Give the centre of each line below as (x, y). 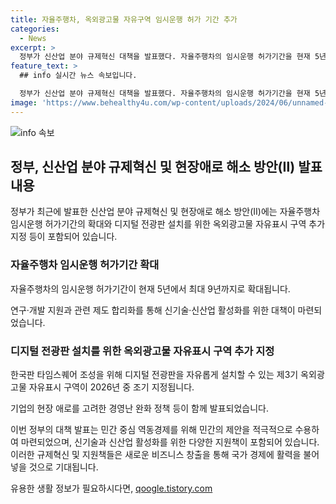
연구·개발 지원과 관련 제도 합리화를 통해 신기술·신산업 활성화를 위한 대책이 (153, 310)
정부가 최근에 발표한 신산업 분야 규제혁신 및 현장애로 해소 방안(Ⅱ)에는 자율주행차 (165, 212)
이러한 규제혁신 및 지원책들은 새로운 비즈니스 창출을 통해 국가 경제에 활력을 (156, 455)
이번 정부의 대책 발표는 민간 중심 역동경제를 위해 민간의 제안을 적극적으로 (151, 430)
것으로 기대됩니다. (63, 467)
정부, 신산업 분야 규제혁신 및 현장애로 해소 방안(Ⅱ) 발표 (166, 167)
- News (33, 38)
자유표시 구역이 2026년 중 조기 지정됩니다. (111, 387)
